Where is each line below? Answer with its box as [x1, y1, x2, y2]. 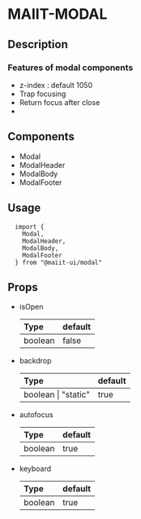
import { [15, 222, 45, 231]
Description [7, 37, 68, 51]
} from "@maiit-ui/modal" [15, 258, 103, 266]
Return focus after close [19, 97, 100, 107]
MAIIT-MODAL [7, 5, 108, 24]
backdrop [19, 356, 52, 366]
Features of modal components [7, 62, 134, 73]
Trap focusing [19, 89, 66, 99]
